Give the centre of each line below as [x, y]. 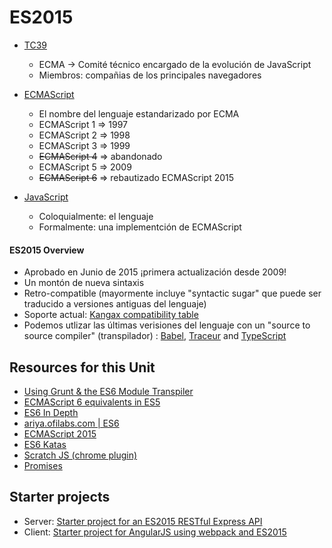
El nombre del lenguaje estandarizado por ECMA [139, 113]
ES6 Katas [45, 444]
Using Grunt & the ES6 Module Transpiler [108, 391]
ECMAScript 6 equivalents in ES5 [92, 402]
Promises [43, 465]
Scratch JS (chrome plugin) [80, 455]
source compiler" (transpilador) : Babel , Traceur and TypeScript [155, 336]
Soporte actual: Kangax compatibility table [111, 315]
